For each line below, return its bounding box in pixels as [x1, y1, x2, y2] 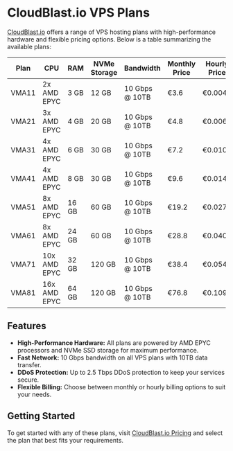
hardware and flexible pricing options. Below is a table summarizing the [7, 35, 212, 43]
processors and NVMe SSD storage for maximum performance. [17, 346, 199, 354]
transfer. [17, 360, 42, 369]
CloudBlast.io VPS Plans [7, 5, 150, 21]
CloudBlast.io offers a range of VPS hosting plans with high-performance [7, 28, 216, 36]
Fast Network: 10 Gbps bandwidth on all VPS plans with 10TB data [17, 353, 208, 362]
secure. [17, 375, 40, 384]
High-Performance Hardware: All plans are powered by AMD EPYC [17, 338, 212, 347]
